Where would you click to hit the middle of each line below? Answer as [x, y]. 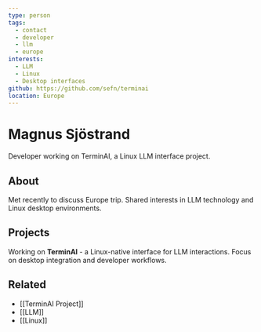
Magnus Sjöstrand [69, 135]
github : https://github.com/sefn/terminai [78, 88]
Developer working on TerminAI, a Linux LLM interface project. [109, 156]
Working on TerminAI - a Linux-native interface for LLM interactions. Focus [130, 251]
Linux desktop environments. [55, 208]
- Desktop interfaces [51, 81]
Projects [29, 233]
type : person [29, 15]
